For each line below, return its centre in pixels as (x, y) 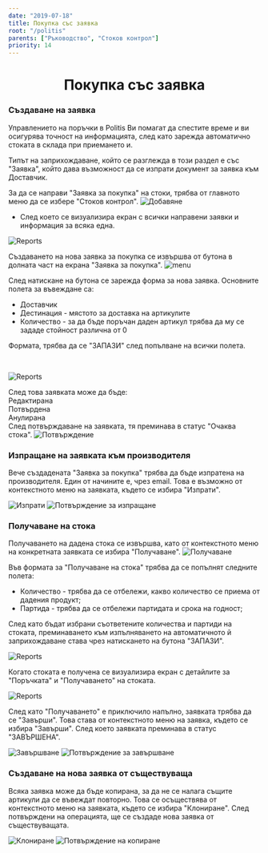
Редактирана (31, 400)
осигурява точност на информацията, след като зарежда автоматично (129, 136)
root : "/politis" (37, 30)
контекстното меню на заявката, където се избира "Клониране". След (129, 808)
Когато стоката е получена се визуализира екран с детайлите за (119, 672)
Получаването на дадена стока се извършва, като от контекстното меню (133, 543)
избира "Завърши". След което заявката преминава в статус (112, 729)
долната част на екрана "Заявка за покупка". (86, 264)
